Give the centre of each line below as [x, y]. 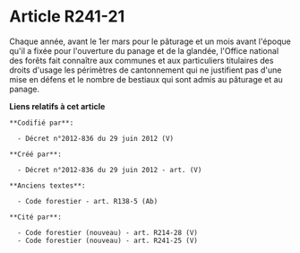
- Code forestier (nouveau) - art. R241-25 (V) [108, 240]
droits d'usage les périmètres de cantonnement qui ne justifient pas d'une [146, 70]
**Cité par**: [36, 217]
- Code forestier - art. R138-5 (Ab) [88, 201]
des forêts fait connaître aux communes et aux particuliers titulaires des [141, 60]
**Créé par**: [36, 154]
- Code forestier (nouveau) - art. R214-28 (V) [108, 232]
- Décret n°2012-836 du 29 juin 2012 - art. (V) [110, 170]
